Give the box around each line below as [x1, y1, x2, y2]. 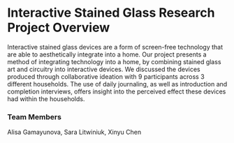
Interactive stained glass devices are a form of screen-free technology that [7, 43, 224, 51]
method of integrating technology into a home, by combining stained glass [7, 57, 221, 66]
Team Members [7, 112, 61, 121]
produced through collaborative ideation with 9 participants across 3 [7, 72, 205, 81]
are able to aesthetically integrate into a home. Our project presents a [7, 50, 207, 59]
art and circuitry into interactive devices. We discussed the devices [7, 65, 200, 73]
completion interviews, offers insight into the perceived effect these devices [7, 87, 226, 96]
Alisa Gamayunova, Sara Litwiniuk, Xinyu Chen [7, 128, 142, 137]
